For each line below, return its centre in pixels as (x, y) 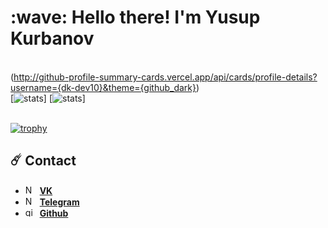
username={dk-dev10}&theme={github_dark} (103, 87)
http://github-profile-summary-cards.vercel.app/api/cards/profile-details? (165, 77)
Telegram (59, 202)
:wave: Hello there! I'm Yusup (135, 17)
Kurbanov (52, 38)
